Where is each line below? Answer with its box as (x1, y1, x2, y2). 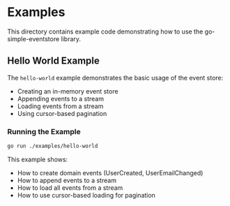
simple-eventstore (7, 34, 60, 43)
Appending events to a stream (17, 94, 105, 103)
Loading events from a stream (17, 102, 104, 110)
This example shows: (7, 155, 68, 163)
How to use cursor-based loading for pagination (17, 191, 155, 199)
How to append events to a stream (17, 176, 117, 184)
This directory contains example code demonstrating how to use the (7, 27, 204, 36)
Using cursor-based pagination (17, 109, 107, 117)
